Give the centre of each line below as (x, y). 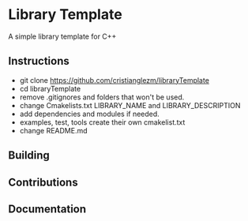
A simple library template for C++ (62, 36)
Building (29, 155)
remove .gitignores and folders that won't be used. (102, 97)
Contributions (43, 182)
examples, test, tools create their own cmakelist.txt (102, 122)
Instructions (39, 61)
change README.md (54, 130)
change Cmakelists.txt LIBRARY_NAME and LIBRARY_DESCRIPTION (130, 105)
